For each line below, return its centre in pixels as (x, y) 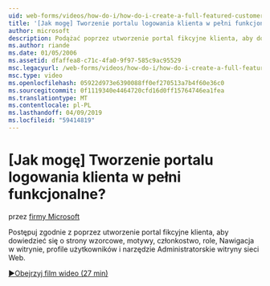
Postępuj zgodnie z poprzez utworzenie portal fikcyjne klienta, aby (119, 232)
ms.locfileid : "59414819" (51, 121)
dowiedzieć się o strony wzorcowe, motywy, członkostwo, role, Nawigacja (131, 240)
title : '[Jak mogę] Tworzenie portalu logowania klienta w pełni (120, 23)
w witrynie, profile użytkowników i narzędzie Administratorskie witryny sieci (134, 249)
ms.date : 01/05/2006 (43, 53)
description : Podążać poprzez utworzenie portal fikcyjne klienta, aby (131, 38)
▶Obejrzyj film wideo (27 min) (58, 273)
